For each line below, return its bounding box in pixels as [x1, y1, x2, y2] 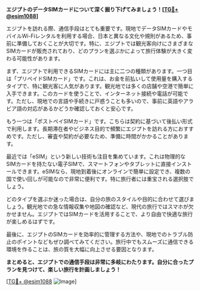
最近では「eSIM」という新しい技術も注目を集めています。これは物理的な [6, 153, 186, 160]
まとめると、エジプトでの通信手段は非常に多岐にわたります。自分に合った [6, 259, 189, 265]
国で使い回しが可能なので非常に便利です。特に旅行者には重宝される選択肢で [6, 175, 194, 182]
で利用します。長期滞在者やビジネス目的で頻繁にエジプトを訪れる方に [6, 125, 179, 132]
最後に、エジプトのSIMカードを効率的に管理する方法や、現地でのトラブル [6, 231, 188, 238]
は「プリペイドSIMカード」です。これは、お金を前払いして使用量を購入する [6, 75, 193, 82]
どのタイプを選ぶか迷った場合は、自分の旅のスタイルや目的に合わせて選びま [6, 196, 195, 202]
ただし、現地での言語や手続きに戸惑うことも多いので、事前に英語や [16, 98, 184, 104]
